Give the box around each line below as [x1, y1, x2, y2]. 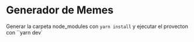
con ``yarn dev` [6, 29, 43, 36]
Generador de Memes [6, 3, 114, 17]
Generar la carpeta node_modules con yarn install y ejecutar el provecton [6, 23, 188, 30]
